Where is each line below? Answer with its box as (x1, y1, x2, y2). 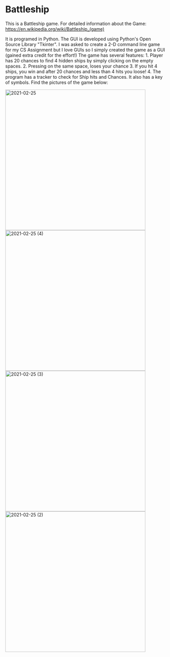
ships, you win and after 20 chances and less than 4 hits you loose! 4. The (5, 68, 161, 75)
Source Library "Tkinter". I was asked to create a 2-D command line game (5, 41, 160, 47)
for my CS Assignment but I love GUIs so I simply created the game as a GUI (5, 47, 165, 53)
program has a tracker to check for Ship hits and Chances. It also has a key (5, 74, 163, 80)
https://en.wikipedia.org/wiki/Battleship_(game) (5, 26, 105, 32)
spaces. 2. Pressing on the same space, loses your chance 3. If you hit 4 (5, 63, 158, 69)
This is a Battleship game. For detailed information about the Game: (5, 20, 147, 27)
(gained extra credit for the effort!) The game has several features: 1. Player (5, 52, 163, 58)
